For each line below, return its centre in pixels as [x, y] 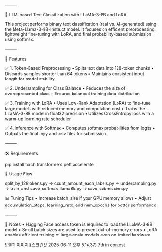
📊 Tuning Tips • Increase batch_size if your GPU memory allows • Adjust [78, 198]
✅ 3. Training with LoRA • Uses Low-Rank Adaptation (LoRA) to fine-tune [78, 103]
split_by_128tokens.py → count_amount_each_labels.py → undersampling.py [81, 183]
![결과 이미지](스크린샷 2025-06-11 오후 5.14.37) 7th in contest [65, 245]
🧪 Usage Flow [19, 174]
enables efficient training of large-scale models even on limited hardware [78, 235]
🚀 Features [16, 59]
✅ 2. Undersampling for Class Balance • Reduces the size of [65, 88]
